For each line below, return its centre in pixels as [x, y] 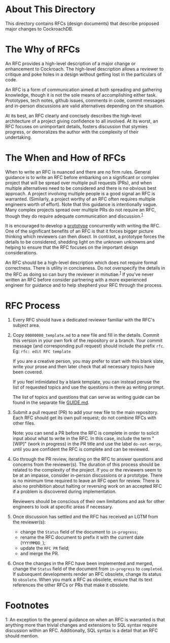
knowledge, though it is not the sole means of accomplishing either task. [81, 95]
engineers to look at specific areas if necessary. [63, 507]
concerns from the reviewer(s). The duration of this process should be [86, 464]
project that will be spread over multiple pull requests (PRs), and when [79, 183]
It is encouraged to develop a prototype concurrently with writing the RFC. [83, 226]
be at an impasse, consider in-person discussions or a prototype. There [88, 475]
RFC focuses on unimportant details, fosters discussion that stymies [77, 126]
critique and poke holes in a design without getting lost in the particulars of [84, 74]
